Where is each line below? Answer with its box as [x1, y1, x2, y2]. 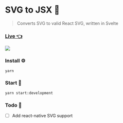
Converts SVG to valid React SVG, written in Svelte [17, 20, 119, 26]
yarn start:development [5, 91, 53, 95]
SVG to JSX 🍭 [5, 4, 60, 15]
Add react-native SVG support [12, 113, 73, 119]
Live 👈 [5, 32, 23, 39]
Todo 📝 [5, 102, 22, 108]
